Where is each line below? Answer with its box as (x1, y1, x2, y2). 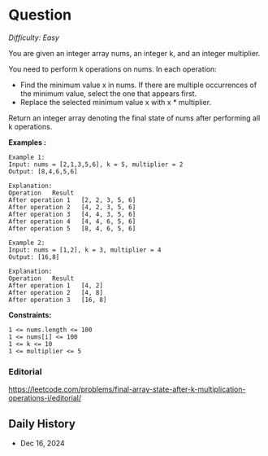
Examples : (8, 137, 47, 147)
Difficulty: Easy (8, 33, 59, 42)
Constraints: (8, 309, 52, 319)
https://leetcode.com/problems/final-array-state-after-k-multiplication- (8, 384, 246, 394)
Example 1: (8, 153, 45, 161)
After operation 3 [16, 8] (8, 296, 107, 304)
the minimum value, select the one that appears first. (19, 88, 197, 99)
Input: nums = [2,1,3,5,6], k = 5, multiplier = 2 (8, 160, 184, 169)
